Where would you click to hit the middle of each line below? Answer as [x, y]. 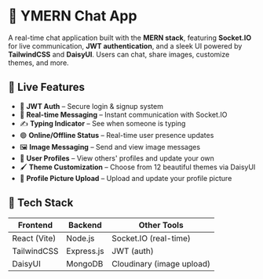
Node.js [80, 238]
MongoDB [85, 263]
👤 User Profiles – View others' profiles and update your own [117, 158]
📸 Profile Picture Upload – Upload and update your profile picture [126, 178]
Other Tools [161, 225]
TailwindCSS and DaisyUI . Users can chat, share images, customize [119, 54]
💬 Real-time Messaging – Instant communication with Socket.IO [123, 114]
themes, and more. [38, 63]
